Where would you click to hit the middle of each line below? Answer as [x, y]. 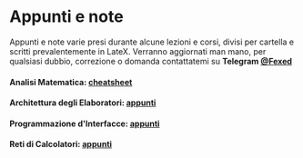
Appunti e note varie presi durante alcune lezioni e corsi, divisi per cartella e [152, 42]
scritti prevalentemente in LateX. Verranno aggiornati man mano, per [138, 51]
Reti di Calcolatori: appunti [61, 144]
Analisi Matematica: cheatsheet [71, 82]
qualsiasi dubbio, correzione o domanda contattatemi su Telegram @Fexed [151, 61]
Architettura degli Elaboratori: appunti [83, 103]
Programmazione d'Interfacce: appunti [85, 123]
